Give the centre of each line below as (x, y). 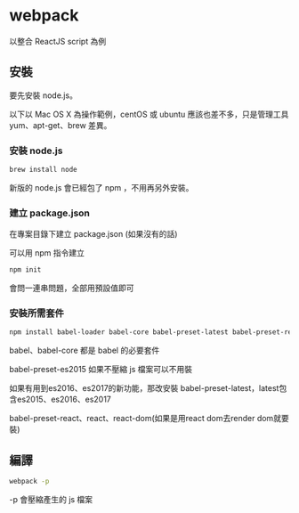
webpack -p (29, 482)
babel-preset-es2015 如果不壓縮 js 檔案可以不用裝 (101, 370)
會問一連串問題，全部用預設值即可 (72, 288)
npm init (25, 270)
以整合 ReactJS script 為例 (58, 41)
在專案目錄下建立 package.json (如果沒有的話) (93, 234)
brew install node (43, 170)
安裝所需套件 (37, 313)
